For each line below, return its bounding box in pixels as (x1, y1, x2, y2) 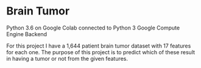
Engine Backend (6, 30, 48, 37)
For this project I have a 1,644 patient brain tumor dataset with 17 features (6, 42, 191, 49)
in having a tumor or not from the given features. (6, 55, 129, 62)
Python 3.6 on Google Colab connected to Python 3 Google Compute (6, 24, 180, 31)
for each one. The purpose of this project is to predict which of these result (6, 48, 196, 55)
